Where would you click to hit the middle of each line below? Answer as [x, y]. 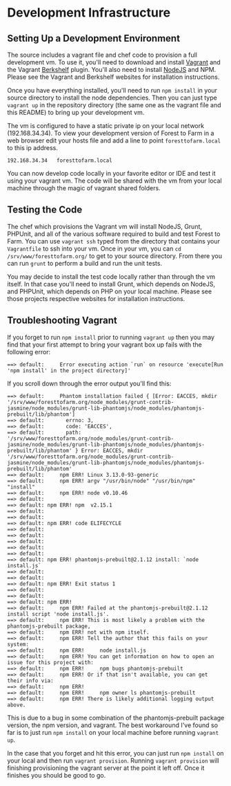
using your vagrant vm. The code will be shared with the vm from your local [114, 181]
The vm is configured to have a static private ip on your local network [106, 126]
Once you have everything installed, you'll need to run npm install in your [112, 90]
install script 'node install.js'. [58, 614]
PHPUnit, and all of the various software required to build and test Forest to [114, 234]
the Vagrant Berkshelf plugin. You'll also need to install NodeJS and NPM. [112, 70]
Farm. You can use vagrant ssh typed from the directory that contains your [114, 241]
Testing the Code [45, 210]
